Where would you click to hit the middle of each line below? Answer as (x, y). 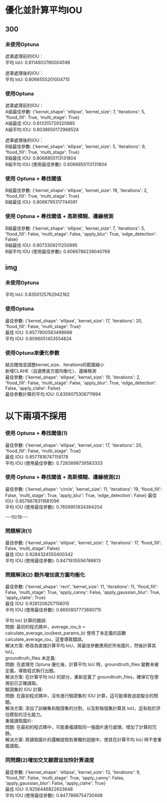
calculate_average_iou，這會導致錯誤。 (46, 639)
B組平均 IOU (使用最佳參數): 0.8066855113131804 (56, 165)
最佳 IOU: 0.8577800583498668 (39, 332)
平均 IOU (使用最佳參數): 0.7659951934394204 (54, 507)
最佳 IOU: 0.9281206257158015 (37, 604)
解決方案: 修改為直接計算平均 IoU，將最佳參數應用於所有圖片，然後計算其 (81, 646)
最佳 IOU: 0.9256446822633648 (39, 789)
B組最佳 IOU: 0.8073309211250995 (41, 245)
